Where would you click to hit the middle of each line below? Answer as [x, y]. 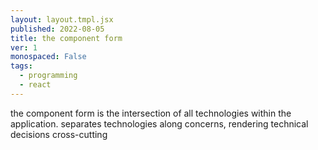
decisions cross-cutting [59, 134]
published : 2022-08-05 [57, 29]
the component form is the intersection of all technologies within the [151, 113]
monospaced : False [48, 57]
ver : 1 [24, 47]
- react [35, 85]
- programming [48, 76]
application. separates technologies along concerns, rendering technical [159, 123]
